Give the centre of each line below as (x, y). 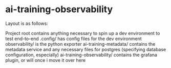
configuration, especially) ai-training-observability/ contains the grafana (81, 55)
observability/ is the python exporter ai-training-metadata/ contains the (80, 44)
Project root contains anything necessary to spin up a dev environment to (83, 33)
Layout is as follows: (27, 23)
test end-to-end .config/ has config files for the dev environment (73, 39)
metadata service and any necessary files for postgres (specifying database (86, 49)
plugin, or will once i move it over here (46, 60)
